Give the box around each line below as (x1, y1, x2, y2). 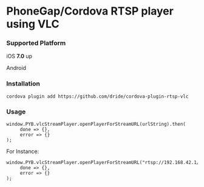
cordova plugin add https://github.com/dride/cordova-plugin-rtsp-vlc (6, 93, 189, 100)
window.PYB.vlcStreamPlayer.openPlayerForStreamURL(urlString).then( (6, 121, 186, 127)
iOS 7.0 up (6, 53, 32, 60)
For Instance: (6, 148, 39, 155)
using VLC (6, 17, 59, 31)
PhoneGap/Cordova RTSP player (6, 4, 174, 18)
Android (6, 64, 26, 72)
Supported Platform (6, 39, 66, 47)
